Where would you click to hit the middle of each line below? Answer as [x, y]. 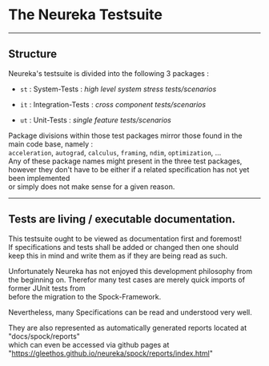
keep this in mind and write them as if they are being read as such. [118, 255]
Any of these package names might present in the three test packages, [125, 161]
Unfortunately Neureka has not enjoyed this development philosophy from [130, 271]
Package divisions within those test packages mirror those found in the [125, 135]
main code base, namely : [51, 144]
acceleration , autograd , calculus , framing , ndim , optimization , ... [115, 152]
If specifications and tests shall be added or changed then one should [123, 247]
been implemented [39, 178]
